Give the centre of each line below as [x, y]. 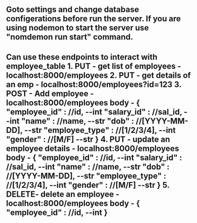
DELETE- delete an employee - [63, 194]
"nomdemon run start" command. [70, 37]
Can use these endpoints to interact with [82, 57]
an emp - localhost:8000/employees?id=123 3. [94, 84]
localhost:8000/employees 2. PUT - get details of [98, 75]
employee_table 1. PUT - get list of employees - [94, 66]
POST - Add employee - [50, 93]
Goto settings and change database [73, 10]
